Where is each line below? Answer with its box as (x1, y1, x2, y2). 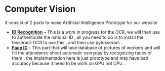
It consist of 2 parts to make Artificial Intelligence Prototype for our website (4, 20, 158, 25)
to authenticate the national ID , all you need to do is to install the (11, 34, 144, 40)
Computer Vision (4, 3, 76, 15)
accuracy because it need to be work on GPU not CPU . (11, 60, 125, 66)
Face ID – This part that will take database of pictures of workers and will (11, 45, 160, 50)
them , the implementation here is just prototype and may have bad (11, 55, 149, 61)
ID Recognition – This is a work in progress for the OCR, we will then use (11, 29, 160, 35)
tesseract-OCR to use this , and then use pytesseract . (11, 39, 123, 45)
